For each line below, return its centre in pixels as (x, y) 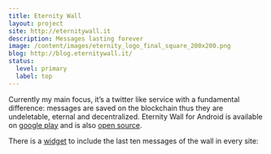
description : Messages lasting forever (76, 38)
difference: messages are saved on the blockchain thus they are (116, 108)
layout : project (36, 24)
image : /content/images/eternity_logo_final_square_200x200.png (120, 46)
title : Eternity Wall (45, 16)
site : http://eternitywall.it (60, 31)
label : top (34, 76)
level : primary (42, 69)
